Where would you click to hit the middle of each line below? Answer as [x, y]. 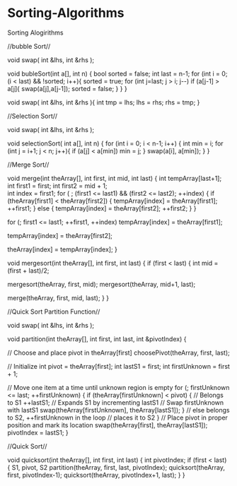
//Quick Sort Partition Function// [54, 312]
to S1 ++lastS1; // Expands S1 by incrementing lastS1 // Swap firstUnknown [116, 402]
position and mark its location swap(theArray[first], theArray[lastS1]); [108, 425]
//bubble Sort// [29, 46]
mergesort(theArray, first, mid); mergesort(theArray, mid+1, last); [102, 284]
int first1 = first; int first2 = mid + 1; [57, 186]
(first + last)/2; [28, 271]
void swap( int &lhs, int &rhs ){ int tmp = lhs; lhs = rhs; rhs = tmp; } [104, 102]
